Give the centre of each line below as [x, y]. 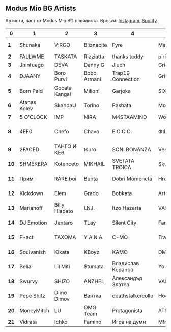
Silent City [124, 223]
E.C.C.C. [122, 131]
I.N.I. [89, 208]
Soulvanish [33, 252]
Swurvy [29, 281]
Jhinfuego [32, 65]
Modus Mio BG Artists [41, 8]
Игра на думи [129, 322]
